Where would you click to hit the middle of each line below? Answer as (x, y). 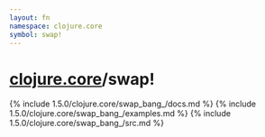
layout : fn (30, 18)
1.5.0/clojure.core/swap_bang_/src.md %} (87, 123)
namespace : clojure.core (56, 26)
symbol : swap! (36, 34)
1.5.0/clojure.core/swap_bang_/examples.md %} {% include (120, 114)
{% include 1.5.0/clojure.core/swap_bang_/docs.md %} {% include (133, 104)
